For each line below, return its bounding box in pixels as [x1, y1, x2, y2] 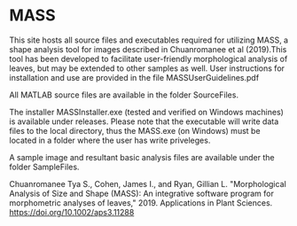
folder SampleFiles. [9, 161, 80, 172]
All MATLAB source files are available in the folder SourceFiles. [9, 90, 239, 100]
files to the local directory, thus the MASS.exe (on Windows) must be [9, 125, 261, 136]
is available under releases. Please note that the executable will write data [9, 116, 279, 127]
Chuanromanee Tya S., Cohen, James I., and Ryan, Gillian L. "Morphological [9, 178, 286, 189]
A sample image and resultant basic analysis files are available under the [9, 152, 275, 162]
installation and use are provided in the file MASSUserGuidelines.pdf [9, 72, 260, 82]
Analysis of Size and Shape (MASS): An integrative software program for [9, 188, 275, 199]
